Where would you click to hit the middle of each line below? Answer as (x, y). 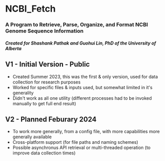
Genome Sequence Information (44, 31)
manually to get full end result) (44, 103)
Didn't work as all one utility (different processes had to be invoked (82, 98)
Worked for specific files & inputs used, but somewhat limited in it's (82, 87)
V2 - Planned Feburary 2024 (51, 119)
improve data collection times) (44, 153)
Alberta (13, 48)
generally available (32, 137)
